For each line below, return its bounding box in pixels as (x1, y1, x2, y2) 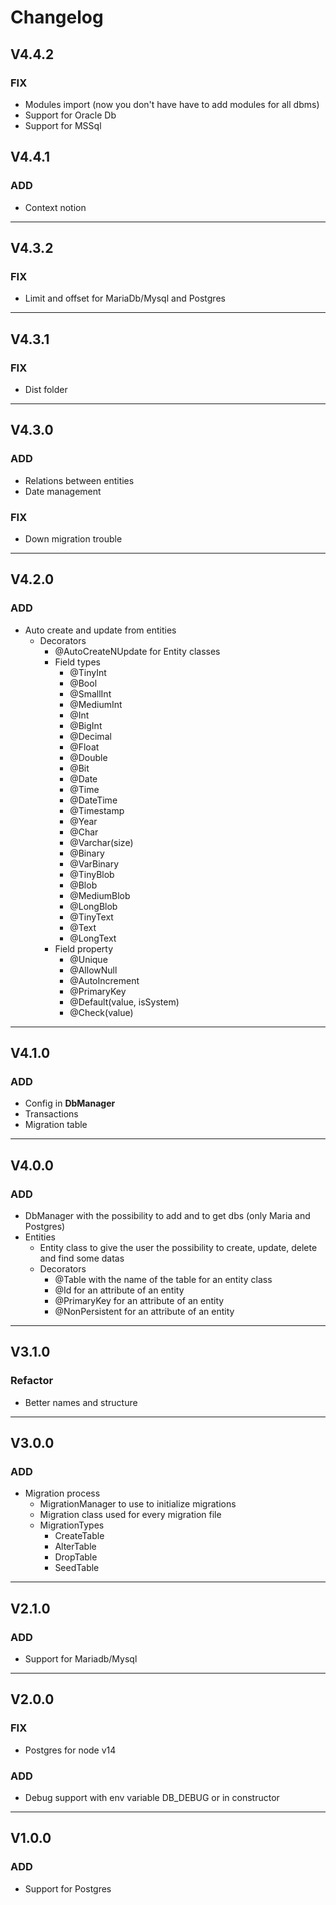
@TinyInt (69, 666, 107, 678)
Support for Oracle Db (24, 109, 117, 121)
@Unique (69, 953, 108, 965)
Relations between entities (24, 474, 135, 486)
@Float (69, 741, 100, 753)
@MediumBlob (69, 889, 131, 901)
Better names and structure (24, 1396, 138, 1408)
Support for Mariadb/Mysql (24, 1653, 138, 1665)
